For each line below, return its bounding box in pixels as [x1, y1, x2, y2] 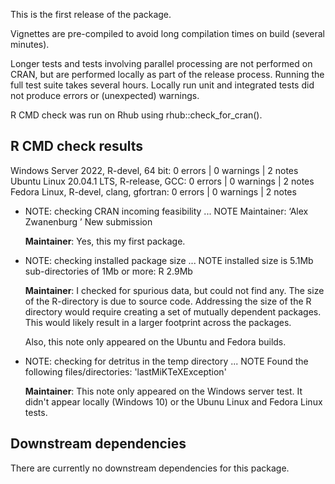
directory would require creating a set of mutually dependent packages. [24, 305, 322, 318]
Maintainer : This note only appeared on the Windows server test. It [24, 385, 303, 397]
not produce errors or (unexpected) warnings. [10, 90, 200, 101]
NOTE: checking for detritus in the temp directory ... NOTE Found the [24, 355, 309, 367]
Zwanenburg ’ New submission [24, 215, 153, 228]
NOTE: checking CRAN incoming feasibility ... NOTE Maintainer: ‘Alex [24, 205, 309, 217]
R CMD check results [10, 138, 144, 155]
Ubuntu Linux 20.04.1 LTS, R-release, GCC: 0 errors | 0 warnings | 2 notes [10, 175, 315, 187]
